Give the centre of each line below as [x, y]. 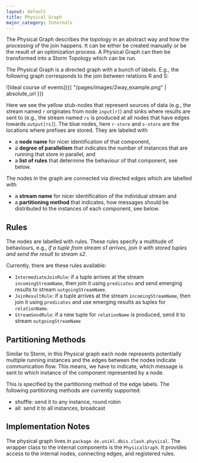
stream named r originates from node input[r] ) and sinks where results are [98, 111]
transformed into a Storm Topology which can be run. [72, 58]
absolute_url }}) [25, 94]
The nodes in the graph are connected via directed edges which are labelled [99, 179]
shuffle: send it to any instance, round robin [68, 402]
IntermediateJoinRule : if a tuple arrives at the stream [79, 277]
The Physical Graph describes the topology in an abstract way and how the [98, 40]
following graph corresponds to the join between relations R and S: [87, 76]
